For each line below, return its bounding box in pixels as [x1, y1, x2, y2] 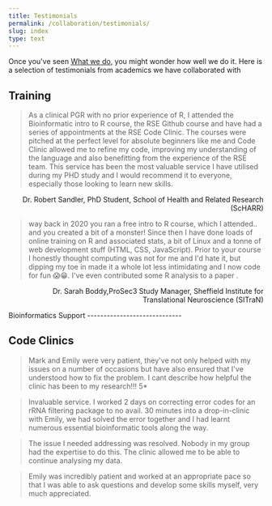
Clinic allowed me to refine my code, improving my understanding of [28, 145, 257, 155]
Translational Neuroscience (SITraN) [142, 295, 264, 304]
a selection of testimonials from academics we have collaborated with [8, 66, 241, 75]
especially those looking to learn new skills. [28, 179, 174, 189]
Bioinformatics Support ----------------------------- [8, 311, 182, 321]
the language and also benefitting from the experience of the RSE [28, 153, 247, 163]
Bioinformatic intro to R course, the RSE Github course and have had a [28, 119, 262, 129]
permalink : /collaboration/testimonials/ [8, 19, 151, 28]
